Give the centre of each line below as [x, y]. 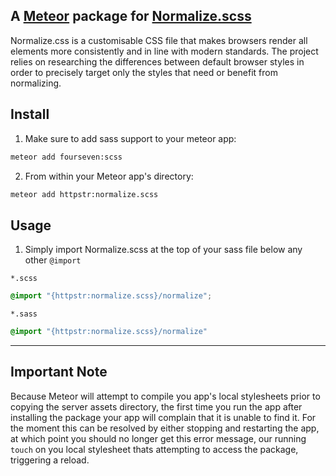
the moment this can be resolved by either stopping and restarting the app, [165, 428]
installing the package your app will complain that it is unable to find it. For [163, 417]
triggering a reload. [50, 460]
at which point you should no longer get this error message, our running [158, 438]
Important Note [59, 372]
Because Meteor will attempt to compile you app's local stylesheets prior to [165, 396]
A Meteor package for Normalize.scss [131, 16]
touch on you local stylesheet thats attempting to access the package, [154, 449]
